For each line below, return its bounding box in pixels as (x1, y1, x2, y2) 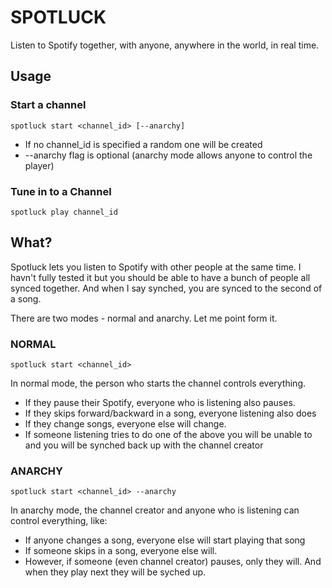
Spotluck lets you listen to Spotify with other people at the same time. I (10, 261, 302, 273)
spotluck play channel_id (10, 207, 118, 217)
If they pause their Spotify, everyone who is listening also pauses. (24, 397, 296, 409)
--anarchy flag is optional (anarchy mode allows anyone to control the (24, 149, 313, 161)
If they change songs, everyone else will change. (24, 418, 227, 430)
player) (24, 159, 55, 171)
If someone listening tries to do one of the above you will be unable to (24, 429, 313, 441)
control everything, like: (10, 515, 108, 527)
